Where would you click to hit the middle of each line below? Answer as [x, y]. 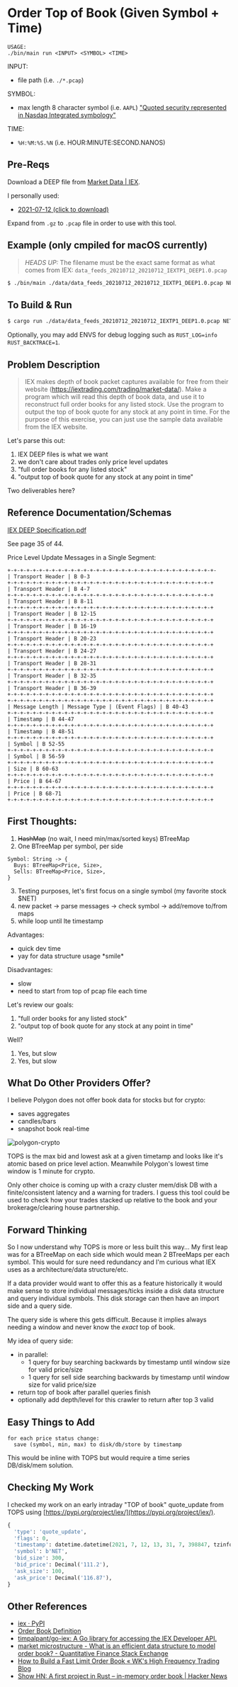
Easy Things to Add [51, 1422]
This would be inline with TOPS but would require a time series [98, 1458]
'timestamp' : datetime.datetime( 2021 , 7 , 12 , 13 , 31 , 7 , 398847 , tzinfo [123, 1545]
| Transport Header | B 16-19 [52, 626]
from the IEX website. [56, 427]
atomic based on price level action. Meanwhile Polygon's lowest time [108, 1164]
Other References [47, 1606]
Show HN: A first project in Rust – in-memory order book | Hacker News [123, 1676]
